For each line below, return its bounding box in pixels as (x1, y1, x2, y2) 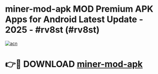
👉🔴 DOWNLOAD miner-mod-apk (5, 59, 143, 70)
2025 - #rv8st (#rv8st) (5, 25, 100, 35)
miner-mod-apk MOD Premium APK (5, 3, 154, 15)
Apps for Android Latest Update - (5, 14, 143, 25)
